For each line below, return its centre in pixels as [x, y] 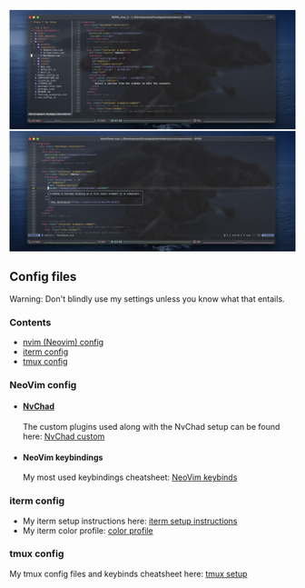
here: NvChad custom [64, 436]
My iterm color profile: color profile [88, 530]
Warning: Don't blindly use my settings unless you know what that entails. [147, 299]
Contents [30, 322]
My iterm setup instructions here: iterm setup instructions [130, 521]
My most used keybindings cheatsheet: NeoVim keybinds [130, 477]
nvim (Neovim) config [63, 342]
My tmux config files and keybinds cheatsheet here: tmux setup [128, 573]
